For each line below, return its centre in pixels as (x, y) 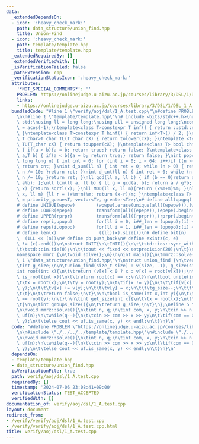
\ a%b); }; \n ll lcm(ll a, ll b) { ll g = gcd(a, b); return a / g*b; (105, 183)
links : (25, 100)
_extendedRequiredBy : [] (42, 56)
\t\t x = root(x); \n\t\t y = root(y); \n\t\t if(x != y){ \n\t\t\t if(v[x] (105, 282)
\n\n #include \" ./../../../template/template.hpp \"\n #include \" (99, 332)
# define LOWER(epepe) (45, 211)
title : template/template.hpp (54, 51)
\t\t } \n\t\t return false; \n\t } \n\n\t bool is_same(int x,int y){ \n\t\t (106, 294)
